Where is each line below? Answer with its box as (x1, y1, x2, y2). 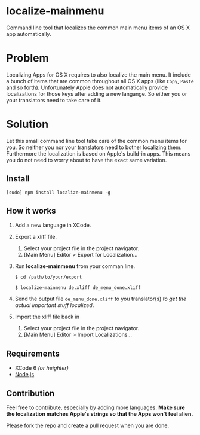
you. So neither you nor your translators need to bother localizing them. (6, 144, 182, 151)
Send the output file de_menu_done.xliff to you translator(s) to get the (14, 295, 187, 303)
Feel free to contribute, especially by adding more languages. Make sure (6, 404, 185, 411)
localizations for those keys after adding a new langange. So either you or (6, 90, 187, 97)
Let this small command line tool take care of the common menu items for (6, 137, 187, 144)
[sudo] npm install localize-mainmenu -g (6, 190, 111, 196)
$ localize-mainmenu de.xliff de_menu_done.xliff (14, 285, 141, 291)
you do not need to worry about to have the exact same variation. (6, 156, 167, 163)
